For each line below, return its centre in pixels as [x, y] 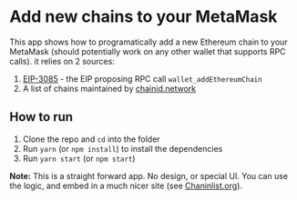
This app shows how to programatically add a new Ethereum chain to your [149, 42]
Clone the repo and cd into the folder [92, 139]
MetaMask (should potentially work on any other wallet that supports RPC [148, 51]
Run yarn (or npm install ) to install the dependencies [123, 148]
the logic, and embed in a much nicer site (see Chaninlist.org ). [126, 185]
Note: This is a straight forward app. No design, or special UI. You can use [149, 175]
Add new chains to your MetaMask [143, 17]
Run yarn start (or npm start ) [79, 158]
